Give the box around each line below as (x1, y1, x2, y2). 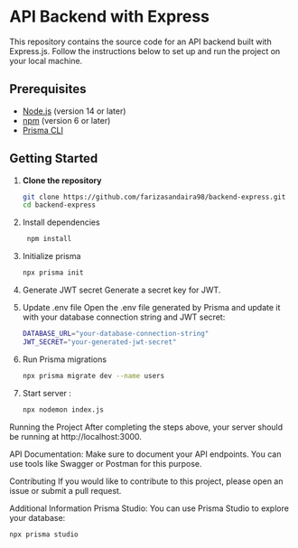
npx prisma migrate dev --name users (22, 371, 165, 380)
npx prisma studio (9, 530, 79, 539)
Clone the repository (22, 174, 102, 186)
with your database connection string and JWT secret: (22, 311, 226, 322)
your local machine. (9, 55, 83, 66)
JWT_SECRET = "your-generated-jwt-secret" (22, 337, 177, 347)
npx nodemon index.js (22, 404, 104, 414)
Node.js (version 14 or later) (22, 106, 126, 116)
